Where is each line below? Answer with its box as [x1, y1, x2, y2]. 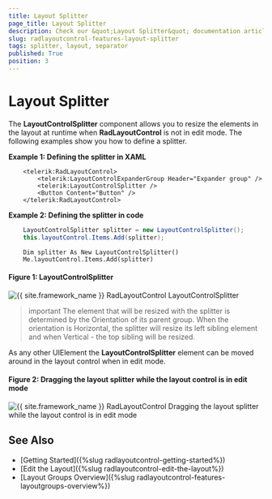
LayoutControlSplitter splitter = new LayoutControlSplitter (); [23, 226, 244, 234]
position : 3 [8, 58, 49, 66]
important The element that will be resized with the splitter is [28, 306, 231, 316]
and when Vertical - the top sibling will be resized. [28, 332, 196, 342]
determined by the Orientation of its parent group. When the [28, 314, 229, 325]
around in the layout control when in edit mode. [8, 356, 166, 366]
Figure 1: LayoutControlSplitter [8, 273, 114, 282]
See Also [8, 433, 54, 447]
